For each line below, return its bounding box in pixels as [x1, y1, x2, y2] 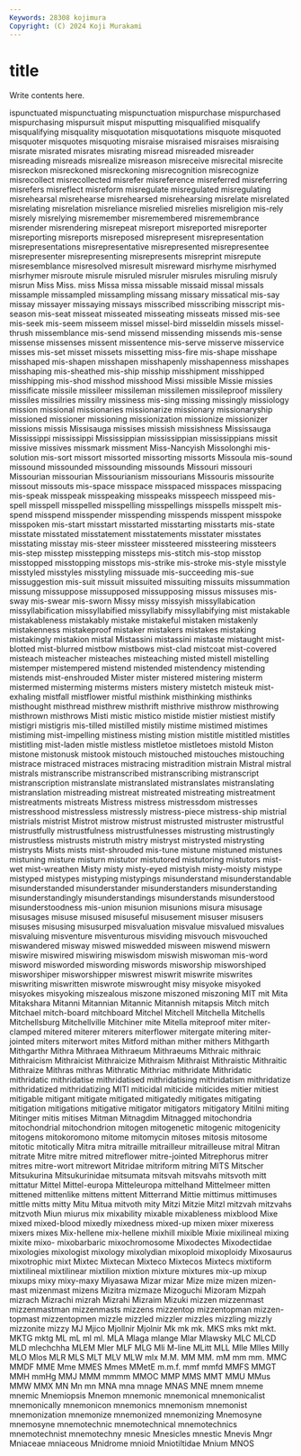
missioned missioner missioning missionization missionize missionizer [9, 414, 269, 424]
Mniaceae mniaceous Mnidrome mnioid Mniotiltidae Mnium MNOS [9, 1438, 254, 1449]
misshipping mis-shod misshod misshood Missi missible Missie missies [9, 376, 273, 387]
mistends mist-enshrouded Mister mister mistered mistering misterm [9, 672, 263, 683]
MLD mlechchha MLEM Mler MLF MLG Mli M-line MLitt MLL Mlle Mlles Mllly [9, 1342, 289, 1353]
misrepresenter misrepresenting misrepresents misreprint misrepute [9, 251, 261, 262]
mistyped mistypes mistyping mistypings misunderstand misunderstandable [9, 873, 292, 884]
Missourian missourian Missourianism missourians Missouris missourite [9, 471, 275, 482]
